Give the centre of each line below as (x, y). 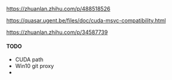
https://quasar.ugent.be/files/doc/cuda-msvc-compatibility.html (86, 20)
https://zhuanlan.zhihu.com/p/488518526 (58, 9)
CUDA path (29, 59)
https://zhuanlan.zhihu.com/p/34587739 (57, 32)
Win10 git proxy (34, 66)
